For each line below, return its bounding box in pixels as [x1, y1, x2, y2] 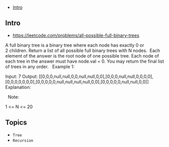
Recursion [12, 138, 34, 143]
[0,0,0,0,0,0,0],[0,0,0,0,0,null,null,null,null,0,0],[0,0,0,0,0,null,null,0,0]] [5, 78, 149, 85]
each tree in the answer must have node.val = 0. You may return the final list [5, 58, 164, 64]
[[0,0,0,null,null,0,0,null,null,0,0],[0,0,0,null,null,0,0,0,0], [38, 73, 153, 79]
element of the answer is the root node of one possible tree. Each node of [5, 53, 159, 59]
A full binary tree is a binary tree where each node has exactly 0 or [5, 42, 144, 48]
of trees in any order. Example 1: [5, 63, 75, 70]
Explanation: [5, 84, 31, 90]
